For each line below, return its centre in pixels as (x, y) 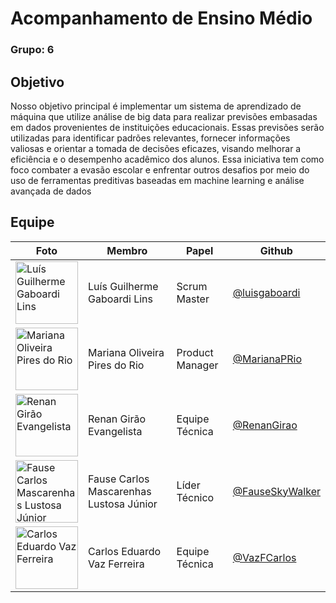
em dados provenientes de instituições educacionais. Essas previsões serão (167, 127)
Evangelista (115, 431)
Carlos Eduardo (125, 551)
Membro (127, 250)
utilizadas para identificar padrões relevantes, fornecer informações (150, 138)
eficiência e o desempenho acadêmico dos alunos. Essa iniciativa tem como (167, 159)
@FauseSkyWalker (276, 491)
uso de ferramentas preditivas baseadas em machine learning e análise (157, 180)
